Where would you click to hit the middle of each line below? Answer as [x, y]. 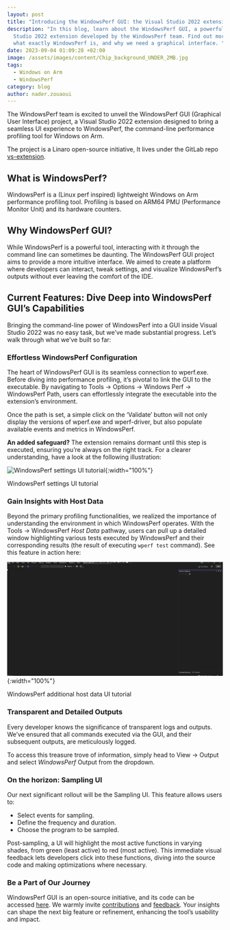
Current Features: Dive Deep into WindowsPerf [110, 298]
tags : [15, 65]
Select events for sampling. [55, 815]
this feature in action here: [44, 553]
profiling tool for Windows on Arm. [56, 136]
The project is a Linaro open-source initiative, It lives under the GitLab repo [113, 149]
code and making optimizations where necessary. [77, 865]
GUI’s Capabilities [46, 309]
